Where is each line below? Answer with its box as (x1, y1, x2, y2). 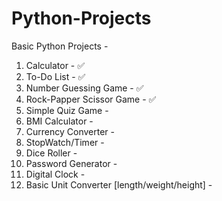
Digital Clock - (25, 168, 86, 180)
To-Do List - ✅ (25, 70, 86, 82)
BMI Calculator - (25, 115, 94, 127)
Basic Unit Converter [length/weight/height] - (25, 178, 213, 191)
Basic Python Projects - (11, 40, 109, 52)
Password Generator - (25, 157, 118, 169)
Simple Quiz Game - (25, 104, 109, 116)
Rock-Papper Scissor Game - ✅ (25, 93, 157, 105)
